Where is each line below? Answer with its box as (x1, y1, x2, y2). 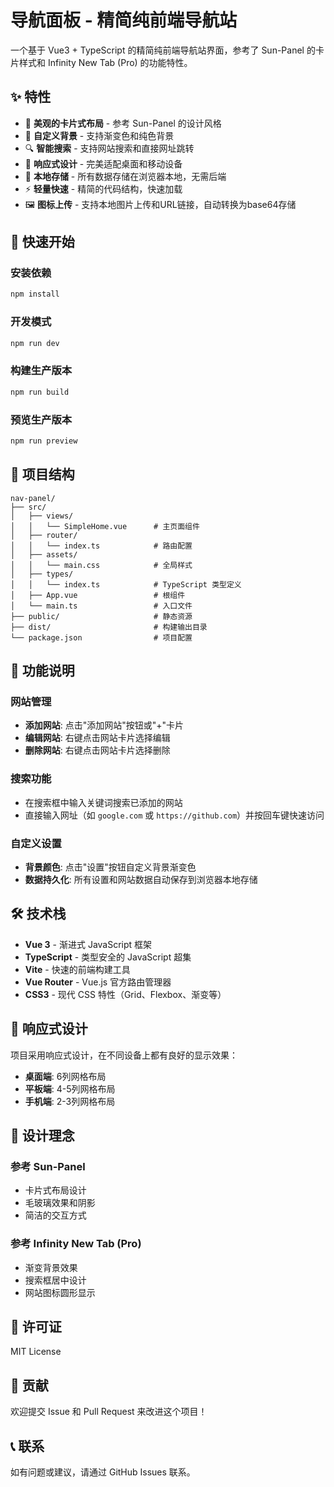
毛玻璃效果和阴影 (24, 1197, 96, 1209)
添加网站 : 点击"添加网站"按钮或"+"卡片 (24, 719, 185, 731)
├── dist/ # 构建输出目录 (10, 622, 208, 632)
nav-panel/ (10, 493, 56, 503)
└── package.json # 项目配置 (10, 632, 193, 643)
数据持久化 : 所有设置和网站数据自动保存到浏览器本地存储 (24, 873, 258, 885)
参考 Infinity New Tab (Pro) (10, 1237, 142, 1251)
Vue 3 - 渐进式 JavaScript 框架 (24, 938, 153, 950)
